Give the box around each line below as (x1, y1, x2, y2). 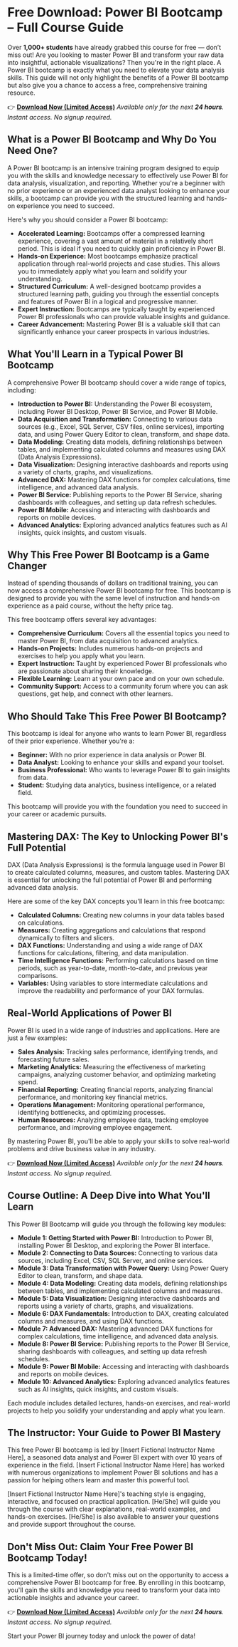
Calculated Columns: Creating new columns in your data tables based (17, 911, 225, 919)
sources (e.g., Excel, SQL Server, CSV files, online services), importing (17, 422, 225, 431)
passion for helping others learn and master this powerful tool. (7, 1476, 190, 1485)
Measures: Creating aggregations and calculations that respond (17, 926, 206, 934)
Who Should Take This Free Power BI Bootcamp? (7, 710, 227, 722)
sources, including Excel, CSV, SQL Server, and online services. (17, 1256, 204, 1264)
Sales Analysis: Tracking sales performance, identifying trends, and (17, 1047, 218, 1056)
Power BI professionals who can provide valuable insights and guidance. (17, 312, 230, 321)
